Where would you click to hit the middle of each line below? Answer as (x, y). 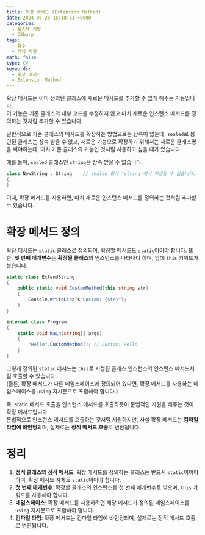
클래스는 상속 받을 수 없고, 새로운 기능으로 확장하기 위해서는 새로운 (96, 142)
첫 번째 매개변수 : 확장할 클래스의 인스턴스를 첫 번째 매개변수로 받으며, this (103, 487)
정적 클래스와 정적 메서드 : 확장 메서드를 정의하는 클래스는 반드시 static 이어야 (107, 472)
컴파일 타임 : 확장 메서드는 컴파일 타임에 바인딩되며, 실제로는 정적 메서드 (99, 518)
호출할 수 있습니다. (34, 376)
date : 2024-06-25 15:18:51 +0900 (49, 18)
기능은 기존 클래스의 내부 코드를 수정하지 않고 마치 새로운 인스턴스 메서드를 (101, 113)
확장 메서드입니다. (28, 412)
